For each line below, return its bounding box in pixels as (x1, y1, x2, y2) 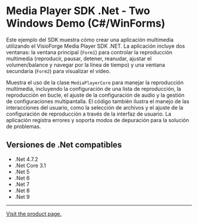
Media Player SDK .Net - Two (6, 4, 150, 18)
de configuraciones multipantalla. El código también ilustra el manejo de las (6, 97, 190, 104)
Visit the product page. (6, 210, 62, 217)
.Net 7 (14, 181, 29, 188)
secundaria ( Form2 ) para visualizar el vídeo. (6, 67, 111, 74)
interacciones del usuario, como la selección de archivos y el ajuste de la (6, 104, 184, 111)
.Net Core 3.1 (14, 162, 46, 169)
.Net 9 (14, 193, 30, 200)
